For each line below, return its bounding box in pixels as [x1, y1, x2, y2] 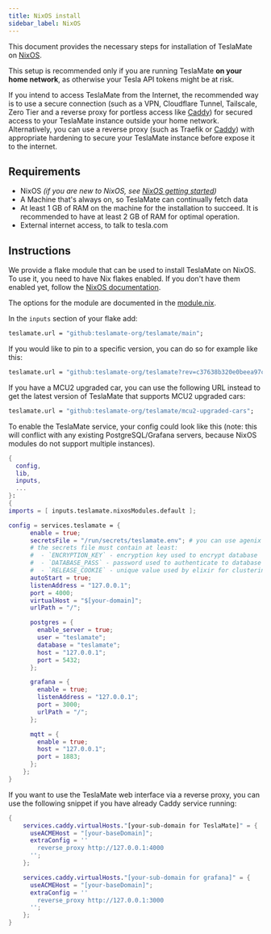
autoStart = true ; [29, 574, 92, 582]
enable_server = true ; [37, 626, 114, 635]
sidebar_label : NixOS [8, 19, 81, 27]
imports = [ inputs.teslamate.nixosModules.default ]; [8, 506, 197, 515]
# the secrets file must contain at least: [29, 544, 179, 552]
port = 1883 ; [37, 752, 81, 761]
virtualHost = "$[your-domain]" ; [29, 597, 143, 605]
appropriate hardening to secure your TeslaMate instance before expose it [8, 132, 256, 142]
